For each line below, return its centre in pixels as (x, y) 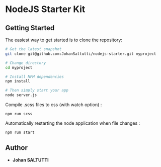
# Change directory (26, 63)
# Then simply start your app (37, 91)
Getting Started (30, 28)
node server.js (21, 95)
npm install (18, 81)
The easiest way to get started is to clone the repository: (64, 40)
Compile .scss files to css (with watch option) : (54, 105)
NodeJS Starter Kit (45, 9)
